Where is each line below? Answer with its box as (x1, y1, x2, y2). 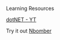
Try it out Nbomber (6, 27, 52, 34)
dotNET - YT (6, 16, 37, 23)
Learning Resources (6, 5, 54, 12)
